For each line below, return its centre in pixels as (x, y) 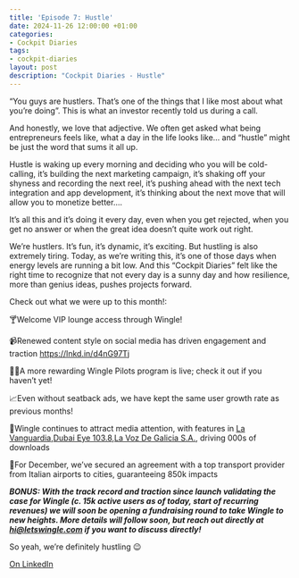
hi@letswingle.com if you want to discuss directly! (105, 529)
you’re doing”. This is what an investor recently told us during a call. (134, 110)
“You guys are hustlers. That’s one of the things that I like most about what (146, 101)
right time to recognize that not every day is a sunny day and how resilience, (149, 274)
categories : (31, 34)
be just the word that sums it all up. (74, 147)
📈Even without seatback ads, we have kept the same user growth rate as (144, 398)
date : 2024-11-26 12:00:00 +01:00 (74, 26)
